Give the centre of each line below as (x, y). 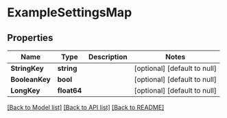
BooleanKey (31, 79)
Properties (30, 38)
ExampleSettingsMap (70, 13)
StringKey (27, 68)
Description (108, 57)
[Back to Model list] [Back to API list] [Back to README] (86, 107)
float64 (70, 90)
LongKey (25, 90)
